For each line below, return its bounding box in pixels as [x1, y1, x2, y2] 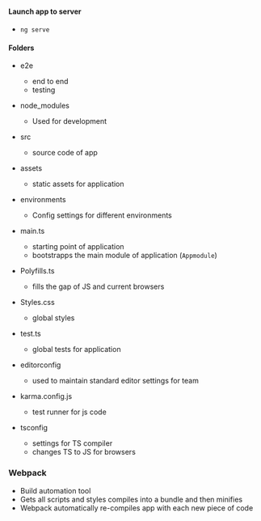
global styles [32, 313, 75, 323]
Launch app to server [8, 6, 82, 16]
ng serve [19, 26, 50, 34]
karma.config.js [19, 392, 73, 401]
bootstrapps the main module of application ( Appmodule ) [32, 251, 218, 260]
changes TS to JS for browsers [32, 447, 136, 457]
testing [32, 85, 56, 95]
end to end [32, 77, 69, 87]
